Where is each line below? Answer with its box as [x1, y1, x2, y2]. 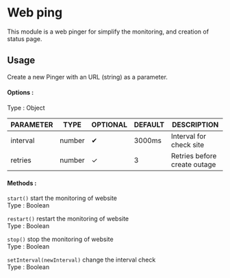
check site [170, 140, 205, 149]
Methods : [7, 179, 37, 187]
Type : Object [7, 103, 46, 112]
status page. [7, 34, 42, 42]
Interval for [170, 131, 207, 141]
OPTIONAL [91, 120, 128, 129]
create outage [170, 160, 216, 169]
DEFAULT [133, 120, 165, 129]
